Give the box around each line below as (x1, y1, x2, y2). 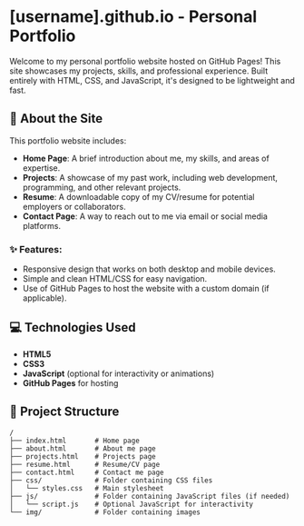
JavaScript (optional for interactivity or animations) (22, 368, 215, 379)
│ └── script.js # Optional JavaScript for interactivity (9, 500, 254, 509)
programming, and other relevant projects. (22, 182, 181, 193)
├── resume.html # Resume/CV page (9, 460, 161, 469)
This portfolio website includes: (9, 134, 127, 146)
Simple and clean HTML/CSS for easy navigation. (22, 273, 208, 284)
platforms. (22, 220, 62, 231)
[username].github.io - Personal (9, 6, 258, 27)
